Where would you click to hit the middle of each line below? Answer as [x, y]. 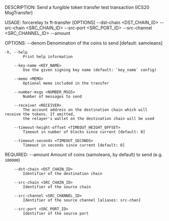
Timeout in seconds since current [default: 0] [74, 145]
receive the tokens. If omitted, [40, 114]
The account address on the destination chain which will [85, 110]
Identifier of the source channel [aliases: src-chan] [82, 200]
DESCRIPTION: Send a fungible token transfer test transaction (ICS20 [77, 7]
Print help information [48, 57]
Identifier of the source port [56, 213]
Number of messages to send [52, 97]
